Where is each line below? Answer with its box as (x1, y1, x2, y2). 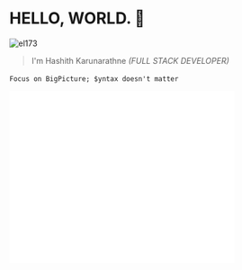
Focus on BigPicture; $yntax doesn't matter (9, 74, 179, 84)
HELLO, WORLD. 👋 (9, 8, 146, 29)
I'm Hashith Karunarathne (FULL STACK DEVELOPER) (31, 55, 229, 66)
